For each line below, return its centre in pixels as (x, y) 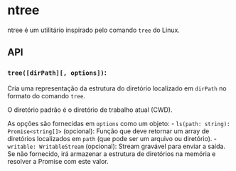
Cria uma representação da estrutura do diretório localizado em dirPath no (117, 88)
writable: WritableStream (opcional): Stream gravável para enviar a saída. (117, 146)
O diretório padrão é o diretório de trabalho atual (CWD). (90, 110)
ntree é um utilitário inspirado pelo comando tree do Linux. (93, 30)
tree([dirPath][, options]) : (57, 73)
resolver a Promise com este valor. (58, 161)
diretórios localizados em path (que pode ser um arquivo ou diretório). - (112, 138)
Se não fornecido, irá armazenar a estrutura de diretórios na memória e (112, 154)
